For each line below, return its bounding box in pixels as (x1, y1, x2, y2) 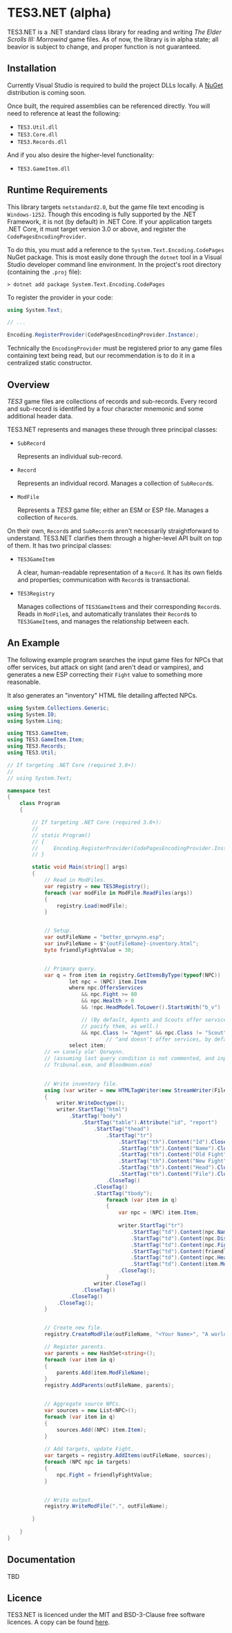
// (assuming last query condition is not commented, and (43, 1055, 215, 1062)
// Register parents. (43, 1343, 107, 1350)
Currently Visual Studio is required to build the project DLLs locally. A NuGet (7, 81, 223, 89)
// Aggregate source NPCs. (43, 1401, 122, 1408)
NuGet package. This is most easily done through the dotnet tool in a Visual (7, 253, 222, 261)
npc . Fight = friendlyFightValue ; (56, 1471, 153, 1478)
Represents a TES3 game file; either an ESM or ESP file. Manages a (17, 506, 209, 514)
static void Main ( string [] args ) (32, 864, 128, 871)
